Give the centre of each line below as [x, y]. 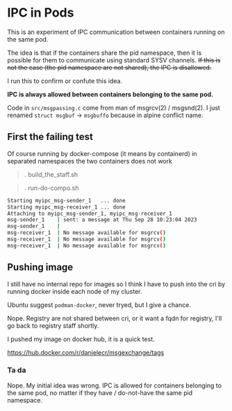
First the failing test [50, 137]
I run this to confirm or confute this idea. [65, 80]
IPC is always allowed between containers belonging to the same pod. [110, 94]
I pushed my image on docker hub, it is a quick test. [81, 339]
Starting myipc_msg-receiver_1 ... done [67, 207]
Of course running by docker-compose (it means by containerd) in [102, 153]
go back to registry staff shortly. [53, 325]
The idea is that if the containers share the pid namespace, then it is [105, 53]
